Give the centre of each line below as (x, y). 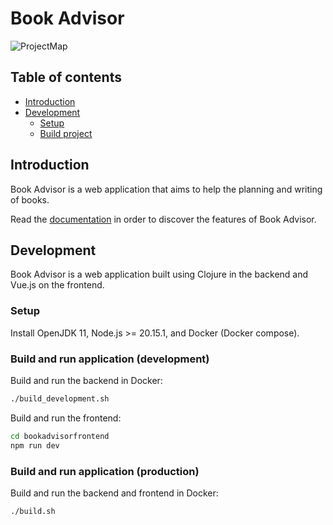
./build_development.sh (60, 398)
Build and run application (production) (105, 471)
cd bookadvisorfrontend (60, 436)
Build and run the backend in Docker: (86, 380)
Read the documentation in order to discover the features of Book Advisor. (163, 219)
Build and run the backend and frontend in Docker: (114, 493)
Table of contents (66, 77)
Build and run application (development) (110, 359)
